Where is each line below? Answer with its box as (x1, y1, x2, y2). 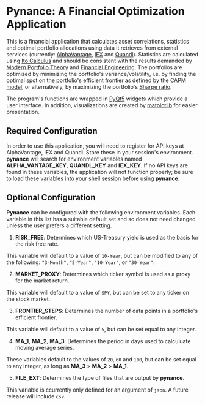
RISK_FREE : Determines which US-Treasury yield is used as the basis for (15, 233, 199, 241)
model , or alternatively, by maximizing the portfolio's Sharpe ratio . (6, 83, 172, 90)
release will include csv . (6, 392, 66, 399)
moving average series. (15, 344, 74, 351)
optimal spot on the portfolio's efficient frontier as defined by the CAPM (6, 77, 186, 84)
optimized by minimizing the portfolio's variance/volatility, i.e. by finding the (6, 70, 196, 77)
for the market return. (15, 277, 70, 284)
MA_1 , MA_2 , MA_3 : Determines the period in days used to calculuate (15, 337, 191, 344)
